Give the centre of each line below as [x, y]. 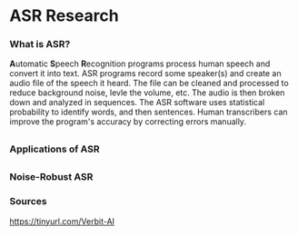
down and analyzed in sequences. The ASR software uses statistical [137, 103]
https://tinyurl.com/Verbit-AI [62, 221]
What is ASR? [40, 44]
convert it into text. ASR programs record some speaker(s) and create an [145, 74]
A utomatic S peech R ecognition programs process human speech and [140, 64]
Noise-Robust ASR [51, 177]
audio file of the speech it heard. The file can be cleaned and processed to [149, 84]
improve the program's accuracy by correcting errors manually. [128, 122]
